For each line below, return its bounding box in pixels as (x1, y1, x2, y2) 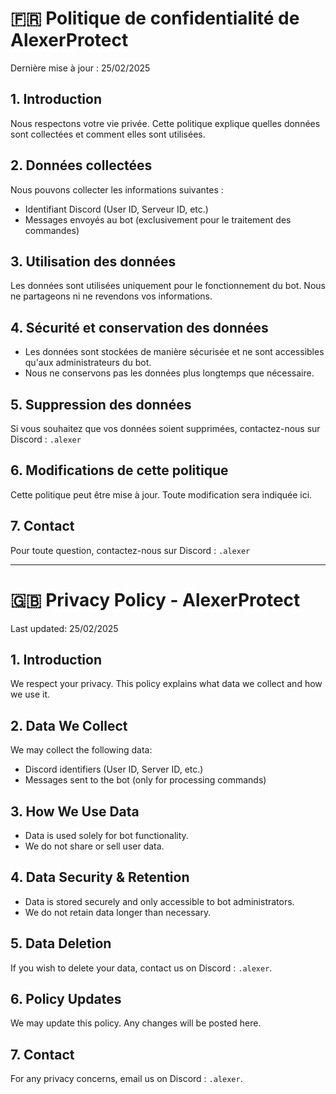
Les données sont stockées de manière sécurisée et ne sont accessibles (24, 346, 325, 358)
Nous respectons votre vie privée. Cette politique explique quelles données (10, 117, 321, 129)
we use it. (10, 688, 51, 701)
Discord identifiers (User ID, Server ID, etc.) (24, 763, 204, 776)
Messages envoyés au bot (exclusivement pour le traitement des (24, 213, 292, 226)
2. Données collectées (10, 157, 153, 174)
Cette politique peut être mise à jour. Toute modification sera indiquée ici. (10, 488, 313, 501)
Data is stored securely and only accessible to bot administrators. (24, 895, 295, 907)
